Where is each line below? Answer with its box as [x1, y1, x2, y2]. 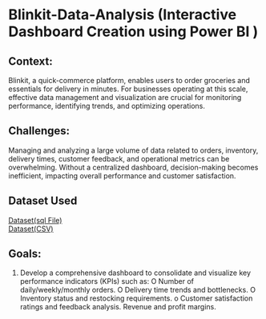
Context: [8, 54, 54, 68]
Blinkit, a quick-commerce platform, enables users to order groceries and [8, 76, 251, 85]
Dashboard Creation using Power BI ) [8, 22, 259, 41]
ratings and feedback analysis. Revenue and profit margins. [19, 302, 216, 312]
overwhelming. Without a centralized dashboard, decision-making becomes [8, 162, 259, 172]
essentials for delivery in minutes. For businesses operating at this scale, [8, 84, 248, 94]
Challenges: [8, 124, 71, 138]
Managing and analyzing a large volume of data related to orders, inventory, [8, 146, 259, 155]
